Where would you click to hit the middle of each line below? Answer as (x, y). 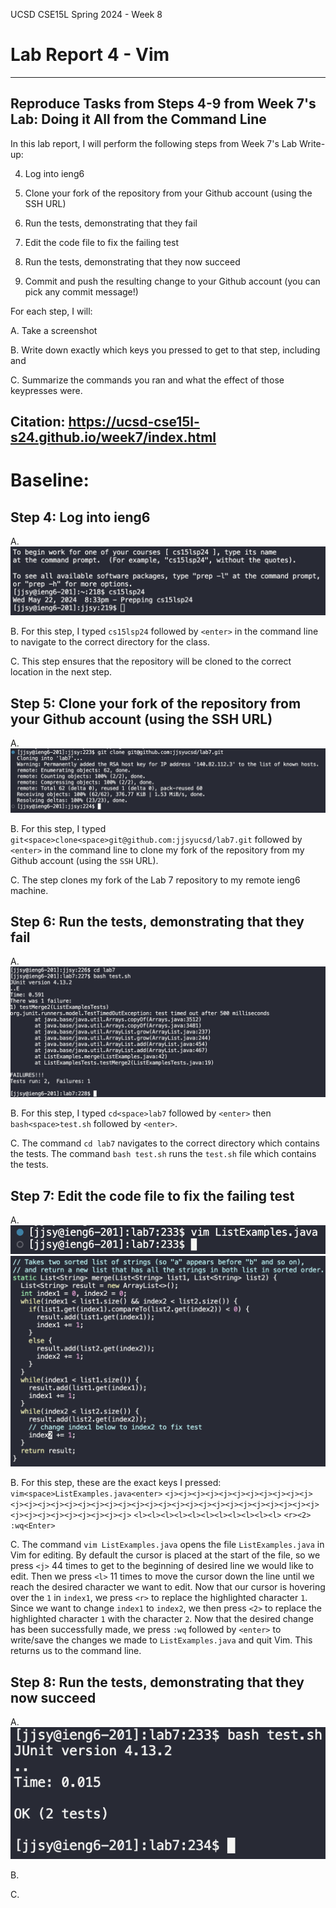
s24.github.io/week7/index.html (113, 437)
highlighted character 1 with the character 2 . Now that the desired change (162, 1619)
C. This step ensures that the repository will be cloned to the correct (151, 661)
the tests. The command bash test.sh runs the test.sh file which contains (163, 1154)
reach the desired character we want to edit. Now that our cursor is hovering (168, 1587)
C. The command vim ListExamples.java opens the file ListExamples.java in (167, 1545)
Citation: (38, 422)
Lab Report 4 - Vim (90, 55)
